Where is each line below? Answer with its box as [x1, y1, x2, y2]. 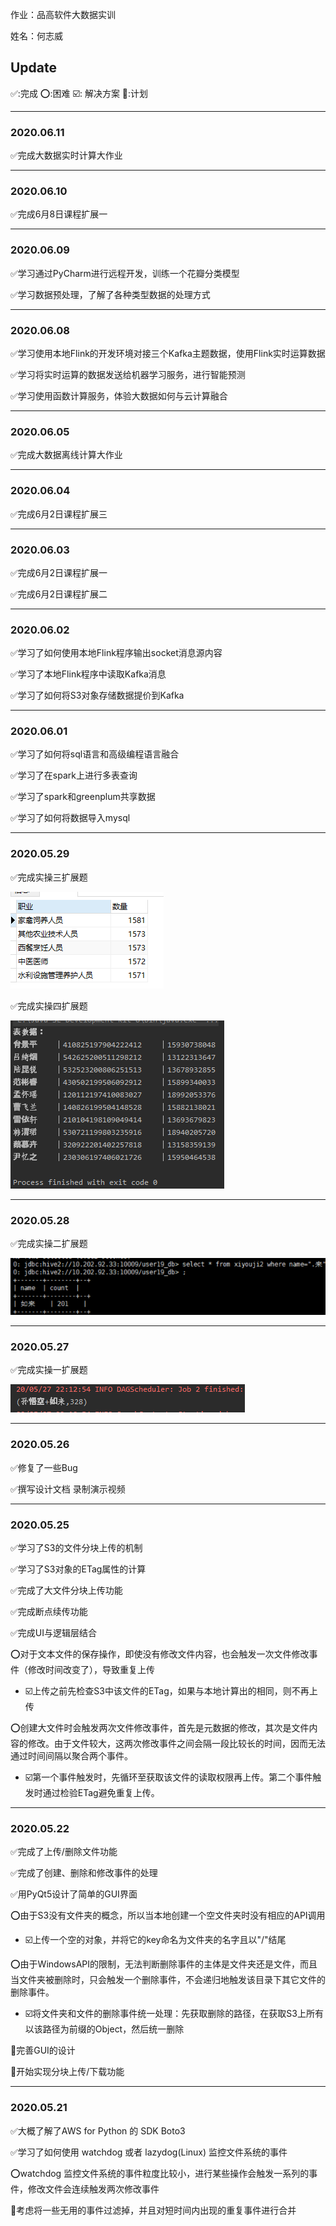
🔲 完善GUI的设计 [10, 2044, 76, 2057]
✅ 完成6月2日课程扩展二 [10, 588, 108, 600]
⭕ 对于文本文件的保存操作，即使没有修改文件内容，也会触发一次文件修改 [10, 1648, 310, 1660]
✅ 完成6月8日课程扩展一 [10, 208, 108, 220]
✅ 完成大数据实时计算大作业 [10, 149, 123, 162]
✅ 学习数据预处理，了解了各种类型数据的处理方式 [10, 288, 211, 300]
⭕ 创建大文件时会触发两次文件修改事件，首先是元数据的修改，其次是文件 [10, 1722, 310, 1734]
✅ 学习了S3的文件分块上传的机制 [10, 1542, 143, 1554]
